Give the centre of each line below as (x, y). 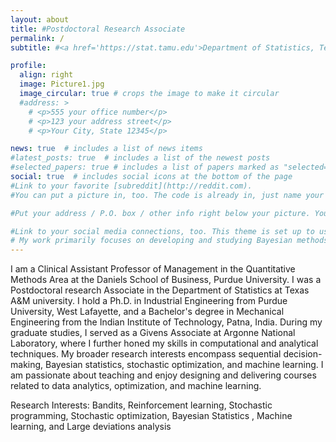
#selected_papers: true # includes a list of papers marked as (145, 167)
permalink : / (37, 38)
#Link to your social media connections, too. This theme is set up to (162, 231)
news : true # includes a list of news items (106, 149)
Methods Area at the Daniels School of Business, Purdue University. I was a (166, 280)
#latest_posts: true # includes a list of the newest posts (140, 158)
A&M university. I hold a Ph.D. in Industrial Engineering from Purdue (149, 301)
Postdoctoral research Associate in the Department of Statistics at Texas (160, 290)
